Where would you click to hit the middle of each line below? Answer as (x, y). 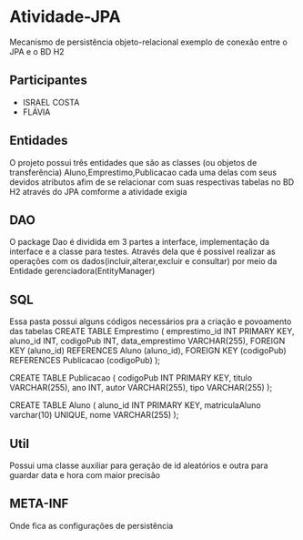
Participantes (49, 81)
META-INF (39, 504)
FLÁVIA (36, 112)
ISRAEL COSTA (51, 102)
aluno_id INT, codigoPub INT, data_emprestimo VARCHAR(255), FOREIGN (147, 341)
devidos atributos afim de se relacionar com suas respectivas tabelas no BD (152, 182)
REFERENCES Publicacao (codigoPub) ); (85, 361)
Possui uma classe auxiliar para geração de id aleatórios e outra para (139, 465)
